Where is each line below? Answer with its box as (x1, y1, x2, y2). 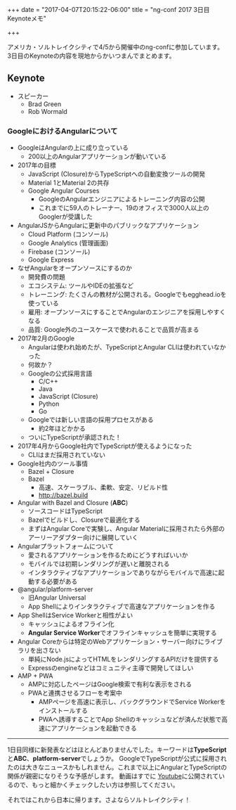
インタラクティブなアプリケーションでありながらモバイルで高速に (27, 568, 219, 577)
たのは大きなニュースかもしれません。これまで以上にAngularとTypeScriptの (7, 763, 227, 771)
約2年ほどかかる (38, 424, 86, 433)
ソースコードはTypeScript (27, 507, 103, 515)
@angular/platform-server (17, 585, 93, 593)
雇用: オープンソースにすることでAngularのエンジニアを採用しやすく (27, 308, 226, 316)
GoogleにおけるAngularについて (7, 126, 118, 136)
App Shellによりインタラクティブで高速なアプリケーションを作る (27, 603, 216, 611)
